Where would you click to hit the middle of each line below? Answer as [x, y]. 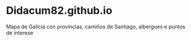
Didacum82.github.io [59, 11]
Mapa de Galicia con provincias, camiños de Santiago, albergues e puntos [96, 27]
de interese [20, 32]
